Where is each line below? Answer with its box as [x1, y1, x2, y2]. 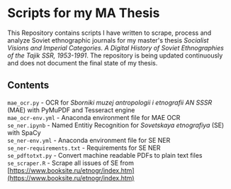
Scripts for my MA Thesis [7, 5, 160, 21]
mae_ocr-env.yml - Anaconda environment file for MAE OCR [7, 113, 181, 121]
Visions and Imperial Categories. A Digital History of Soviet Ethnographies [7, 43, 225, 52]
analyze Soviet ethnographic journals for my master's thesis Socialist [7, 36, 209, 44]
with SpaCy [7, 128, 41, 136]
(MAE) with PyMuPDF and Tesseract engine [7, 105, 135, 114]
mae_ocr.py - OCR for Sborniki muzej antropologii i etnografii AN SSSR [7, 98, 213, 107]
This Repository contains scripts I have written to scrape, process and [7, 28, 212, 37]
